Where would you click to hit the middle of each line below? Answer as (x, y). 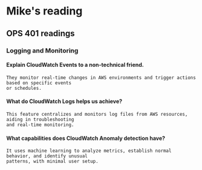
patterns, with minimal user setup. (52, 162)
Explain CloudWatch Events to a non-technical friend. (75, 65)
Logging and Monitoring (42, 51)
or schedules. (24, 88)
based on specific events (39, 83)
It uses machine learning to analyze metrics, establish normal (89, 151)
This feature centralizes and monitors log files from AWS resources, (97, 114)
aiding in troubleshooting (40, 119)
